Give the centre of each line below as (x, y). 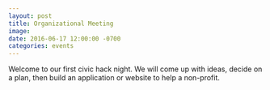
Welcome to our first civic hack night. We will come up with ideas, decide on (135, 69)
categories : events (41, 46)
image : (19, 31)
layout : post (30, 16)
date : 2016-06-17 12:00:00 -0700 (65, 39)
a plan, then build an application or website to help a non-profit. (114, 78)
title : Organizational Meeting (61, 24)
